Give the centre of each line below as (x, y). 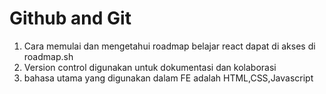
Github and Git (70, 18)
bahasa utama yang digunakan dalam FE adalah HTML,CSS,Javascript (168, 78)
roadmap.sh (48, 56)
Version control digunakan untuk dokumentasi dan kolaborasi (150, 67)
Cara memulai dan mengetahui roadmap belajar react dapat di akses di (169, 46)
